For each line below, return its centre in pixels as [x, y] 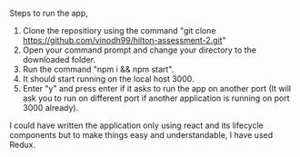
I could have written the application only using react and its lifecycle [136, 125]
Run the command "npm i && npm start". [98, 69]
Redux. [23, 145]
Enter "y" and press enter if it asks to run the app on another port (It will [157, 88]
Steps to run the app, [49, 13]
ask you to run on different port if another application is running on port [156, 98]
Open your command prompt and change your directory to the [140, 50]
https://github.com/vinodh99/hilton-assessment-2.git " [124, 40]
